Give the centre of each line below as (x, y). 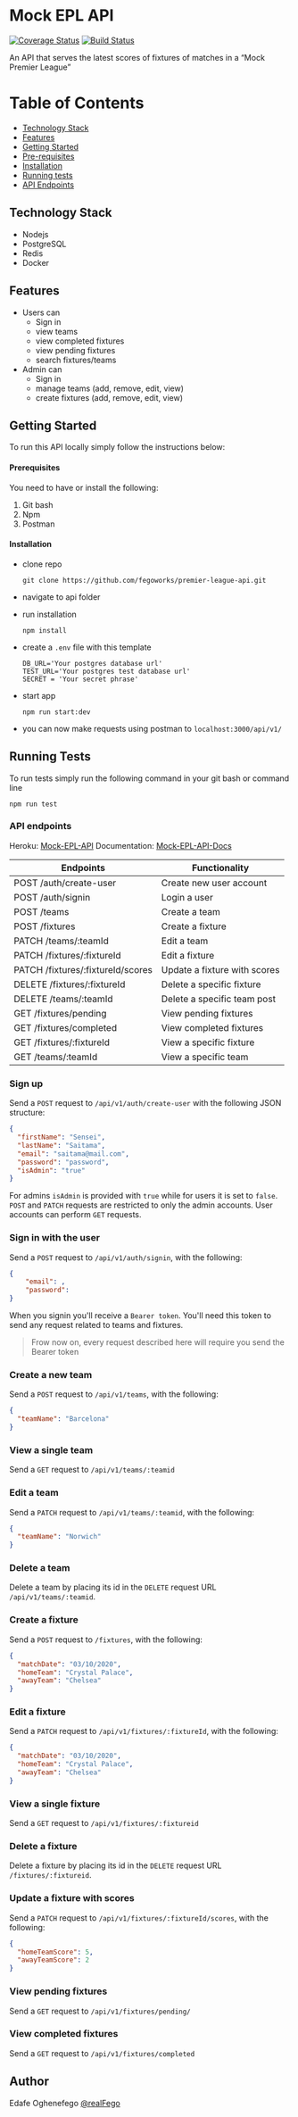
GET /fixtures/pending (60, 1013)
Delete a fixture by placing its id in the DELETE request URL (116, 1865)
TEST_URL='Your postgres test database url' (106, 671)
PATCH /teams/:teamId (61, 941)
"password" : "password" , (63, 1162)
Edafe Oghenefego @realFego (65, 2103)
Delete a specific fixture (211, 984)
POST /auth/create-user (65, 883)
